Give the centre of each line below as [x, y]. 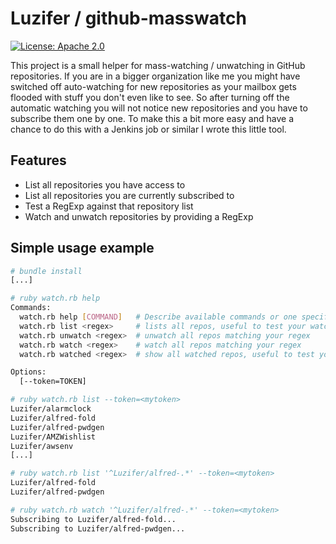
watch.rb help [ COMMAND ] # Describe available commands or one [158, 317]
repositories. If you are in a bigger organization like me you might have [155, 76]
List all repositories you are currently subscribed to [129, 195]
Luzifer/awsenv [42, 446]
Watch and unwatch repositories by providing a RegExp [139, 216]
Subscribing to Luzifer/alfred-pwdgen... [98, 528]
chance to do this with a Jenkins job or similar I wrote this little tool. [148, 129]
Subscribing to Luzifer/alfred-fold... [93, 519]
